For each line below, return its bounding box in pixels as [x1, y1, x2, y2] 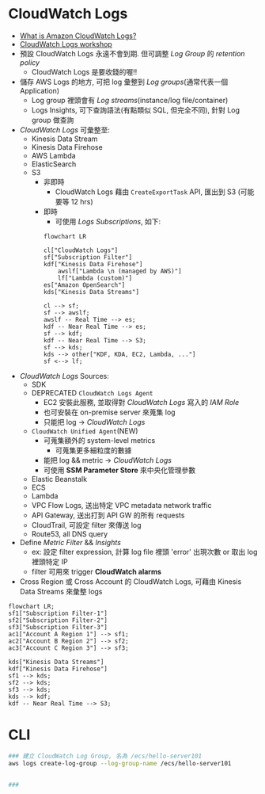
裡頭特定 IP [31, 556, 69, 567]
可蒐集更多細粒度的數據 [55, 445, 132, 455]
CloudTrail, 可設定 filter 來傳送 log [31, 520, 142, 529]
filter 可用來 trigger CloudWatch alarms [31, 567, 162, 576]
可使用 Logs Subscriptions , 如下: [55, 216, 161, 226]
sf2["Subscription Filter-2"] [8, 616, 108, 624]
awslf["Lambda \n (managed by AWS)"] [58, 267, 182, 275]
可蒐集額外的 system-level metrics [43, 435, 156, 445]
